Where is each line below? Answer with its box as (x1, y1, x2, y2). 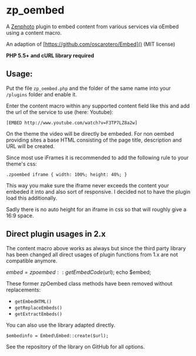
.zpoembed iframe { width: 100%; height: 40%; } (6, 172, 127, 177)
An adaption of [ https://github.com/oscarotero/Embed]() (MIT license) (6, 41, 175, 48)
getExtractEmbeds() (14, 311, 63, 317)
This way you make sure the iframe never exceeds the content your (6, 182, 169, 189)
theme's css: (6, 160, 37, 167)
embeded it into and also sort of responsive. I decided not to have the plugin (6, 188, 191, 195)
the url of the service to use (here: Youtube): (6, 108, 113, 115)
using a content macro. (6, 29, 62, 36)
